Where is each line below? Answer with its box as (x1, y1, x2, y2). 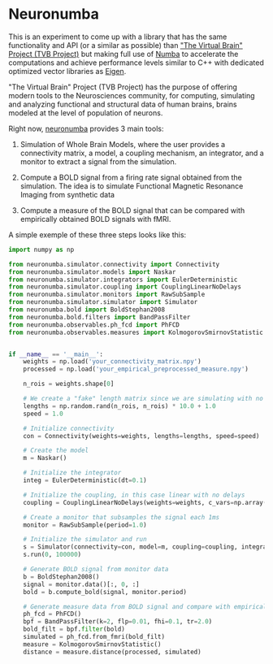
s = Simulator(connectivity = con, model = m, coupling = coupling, (23, 543, 238, 551)
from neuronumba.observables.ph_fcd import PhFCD (8, 320, 180, 329)
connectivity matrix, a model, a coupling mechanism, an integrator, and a (19, 148, 264, 158)
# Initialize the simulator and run (23, 536, 148, 544)
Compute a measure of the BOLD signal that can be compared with (19, 205, 245, 215)
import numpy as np (8, 245, 75, 254)
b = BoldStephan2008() (23, 572, 100, 581)
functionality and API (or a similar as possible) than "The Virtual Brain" (8, 40, 244, 50)
